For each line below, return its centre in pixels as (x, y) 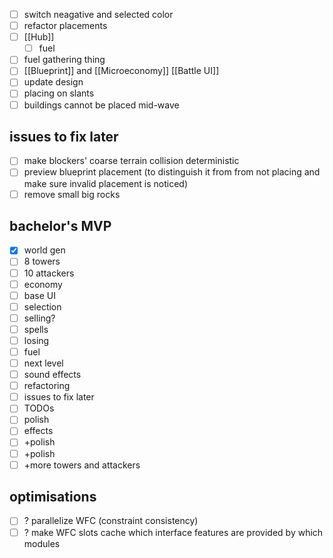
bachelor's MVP (60, 225)
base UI (40, 295)
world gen (44, 250)
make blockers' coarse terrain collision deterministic (131, 161)
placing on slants (59, 93)
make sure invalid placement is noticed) (105, 183)
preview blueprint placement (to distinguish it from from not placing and (172, 172)
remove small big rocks (72, 194)
